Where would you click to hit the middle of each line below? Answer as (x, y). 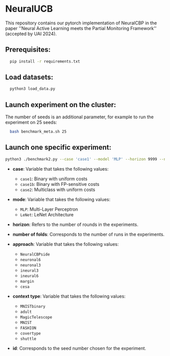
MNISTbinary (33, 306)
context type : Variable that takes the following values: (69, 296)
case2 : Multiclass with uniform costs (57, 189)
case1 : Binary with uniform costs (54, 179)
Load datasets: (29, 77)
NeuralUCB (29, 9)
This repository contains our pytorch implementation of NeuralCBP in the (81, 23)
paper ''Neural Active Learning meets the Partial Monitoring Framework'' (81, 28)
